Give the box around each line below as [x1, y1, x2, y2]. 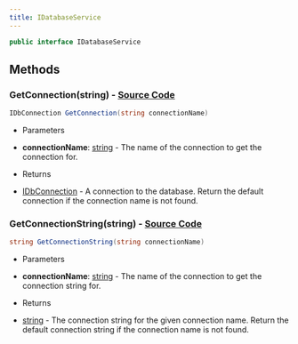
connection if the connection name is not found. [21, 196, 198, 206]
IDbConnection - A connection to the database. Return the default [21, 186, 264, 196]
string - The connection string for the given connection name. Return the [21, 315, 289, 325]
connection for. [21, 152, 78, 163]
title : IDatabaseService [9, 12, 101, 22]
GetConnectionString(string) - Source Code [9, 217, 203, 229]
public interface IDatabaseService [9, 37, 141, 46]
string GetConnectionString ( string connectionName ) [9, 237, 205, 247]
